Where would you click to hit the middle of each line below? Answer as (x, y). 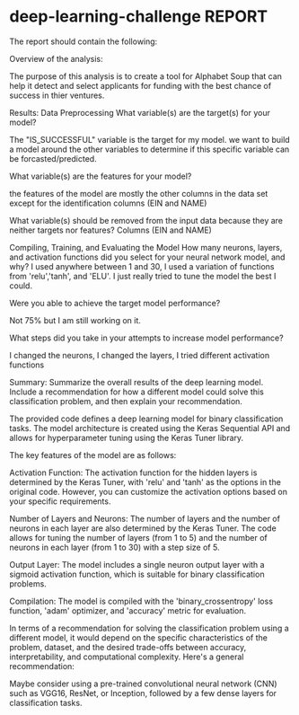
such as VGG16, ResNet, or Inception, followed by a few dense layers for (143, 693)
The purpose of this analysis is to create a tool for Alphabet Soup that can (146, 76)
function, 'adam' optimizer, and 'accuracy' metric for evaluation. (128, 610)
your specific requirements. (60, 501)
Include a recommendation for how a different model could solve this (137, 392)
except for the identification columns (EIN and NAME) (108, 203)
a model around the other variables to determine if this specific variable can (149, 149)
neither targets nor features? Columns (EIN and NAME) (111, 230)
